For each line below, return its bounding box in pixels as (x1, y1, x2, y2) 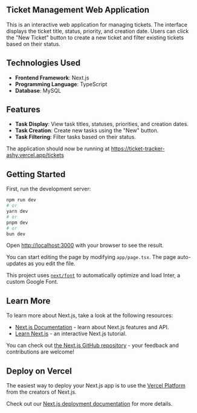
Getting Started (6, 169, 66, 180)
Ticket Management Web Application (6, 5, 150, 15)
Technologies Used (6, 58, 80, 69)
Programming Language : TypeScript (15, 80, 108, 87)
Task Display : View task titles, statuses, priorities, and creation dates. (15, 121, 189, 128)
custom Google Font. (6, 278, 59, 286)
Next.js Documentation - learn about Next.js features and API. (15, 324, 169, 331)
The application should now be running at (6, 145, 110, 152)
